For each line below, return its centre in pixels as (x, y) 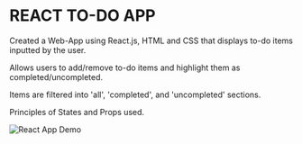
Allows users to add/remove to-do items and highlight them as (125, 67)
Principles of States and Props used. (77, 112)
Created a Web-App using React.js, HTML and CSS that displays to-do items (151, 40)
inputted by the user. (48, 49)
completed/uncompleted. (56, 76)
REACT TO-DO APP (82, 16)
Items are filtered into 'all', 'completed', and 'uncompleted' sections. (135, 94)
